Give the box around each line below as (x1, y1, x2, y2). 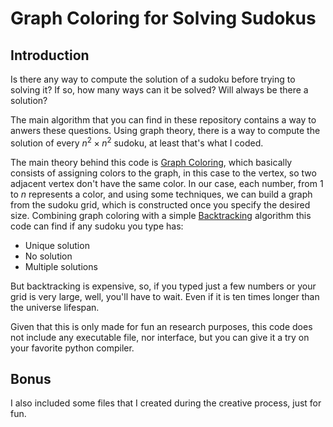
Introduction (10, 47, 90, 64)
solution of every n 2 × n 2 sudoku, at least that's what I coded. (10, 135, 264, 149)
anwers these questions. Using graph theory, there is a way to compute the (10, 125, 321, 136)
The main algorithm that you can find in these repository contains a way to (10, 114, 317, 126)
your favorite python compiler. (10, 342, 135, 354)
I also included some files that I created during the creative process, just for (10, 397, 322, 409)
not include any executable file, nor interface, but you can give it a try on (10, 331, 310, 343)
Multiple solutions (24, 260, 98, 272)
